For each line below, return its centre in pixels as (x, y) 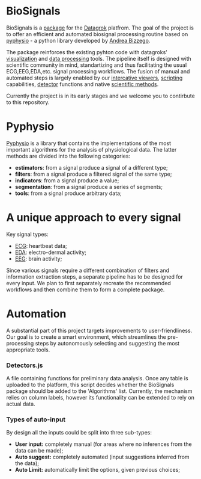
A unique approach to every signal (94, 218)
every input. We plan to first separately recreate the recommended (88, 283)
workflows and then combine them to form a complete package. (85, 289)
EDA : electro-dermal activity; (51, 252)
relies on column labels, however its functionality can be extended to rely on (100, 398)
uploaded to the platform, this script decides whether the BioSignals (90, 385)
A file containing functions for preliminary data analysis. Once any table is (97, 379)
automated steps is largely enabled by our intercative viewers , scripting (94, 78)
